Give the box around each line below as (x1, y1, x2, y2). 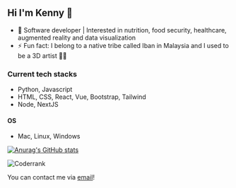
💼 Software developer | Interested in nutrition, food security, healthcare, (17, 25, 228, 34)
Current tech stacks (7, 69, 78, 78)
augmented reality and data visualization (17, 33, 136, 42)
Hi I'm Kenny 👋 (7, 7, 73, 19)
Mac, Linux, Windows (17, 132, 81, 141)
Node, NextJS (17, 100, 59, 109)
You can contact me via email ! (7, 173, 95, 182)
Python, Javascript (17, 86, 73, 94)
